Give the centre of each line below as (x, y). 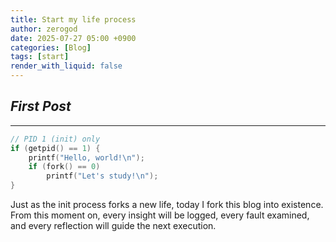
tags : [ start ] (40, 57)
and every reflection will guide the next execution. (113, 226)
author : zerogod (44, 29)
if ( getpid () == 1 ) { (55, 148)
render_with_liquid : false (66, 66)
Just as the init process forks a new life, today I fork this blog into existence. (167, 205)
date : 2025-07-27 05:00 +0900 (73, 38)
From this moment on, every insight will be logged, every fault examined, (160, 215)
